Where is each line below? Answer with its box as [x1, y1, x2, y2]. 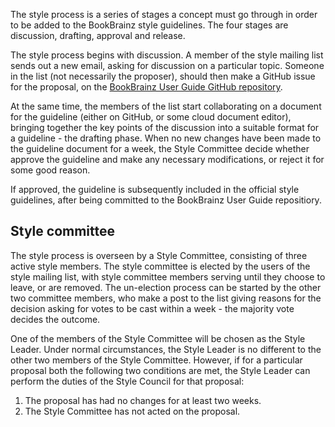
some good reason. [10, 164, 91, 176]
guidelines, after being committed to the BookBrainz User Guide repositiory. [10, 194, 322, 206]
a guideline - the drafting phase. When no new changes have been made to [10, 132, 322, 144]
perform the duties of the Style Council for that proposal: [10, 375, 245, 387]
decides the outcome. [10, 313, 101, 325]
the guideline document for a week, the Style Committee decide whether [10, 143, 310, 154]
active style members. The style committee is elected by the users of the [10, 260, 311, 272]
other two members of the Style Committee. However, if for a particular [10, 354, 303, 366]
